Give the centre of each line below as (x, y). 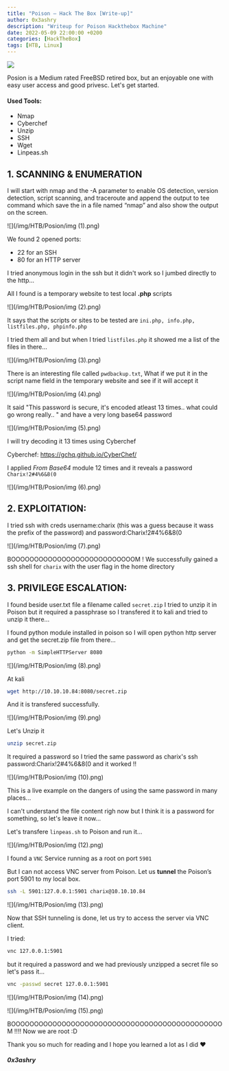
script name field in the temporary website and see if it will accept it (103, 381)
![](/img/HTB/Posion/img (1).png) (53, 226)
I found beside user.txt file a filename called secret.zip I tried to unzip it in (112, 604)
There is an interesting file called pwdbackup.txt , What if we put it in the (107, 373)
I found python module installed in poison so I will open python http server (112, 632)
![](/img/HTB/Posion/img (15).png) (56, 1011)
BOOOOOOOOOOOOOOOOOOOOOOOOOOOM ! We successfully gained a (112, 559)
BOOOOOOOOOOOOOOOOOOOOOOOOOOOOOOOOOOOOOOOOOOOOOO (115, 1024)
